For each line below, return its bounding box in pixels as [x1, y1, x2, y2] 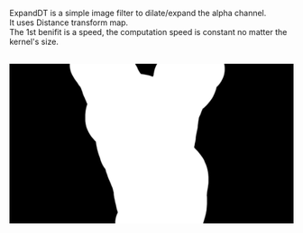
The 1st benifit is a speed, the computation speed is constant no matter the [9, 27, 288, 37]
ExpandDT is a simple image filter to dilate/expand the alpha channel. [9, 8, 267, 18]
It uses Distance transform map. [9, 17, 129, 28]
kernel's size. [9, 36, 59, 47]
